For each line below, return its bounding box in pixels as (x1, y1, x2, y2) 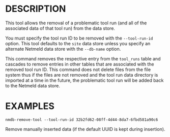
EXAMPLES (5, 100, 54, 112)
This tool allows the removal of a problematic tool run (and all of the (5, 20, 147, 26)
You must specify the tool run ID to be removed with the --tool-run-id (5, 35, 154, 41)
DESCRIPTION (5, 3, 66, 15)
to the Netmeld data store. (5, 82, 60, 89)
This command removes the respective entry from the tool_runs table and (5, 55, 161, 61)
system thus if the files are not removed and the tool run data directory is (5, 72, 158, 78)
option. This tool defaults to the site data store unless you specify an (5, 40, 151, 46)
